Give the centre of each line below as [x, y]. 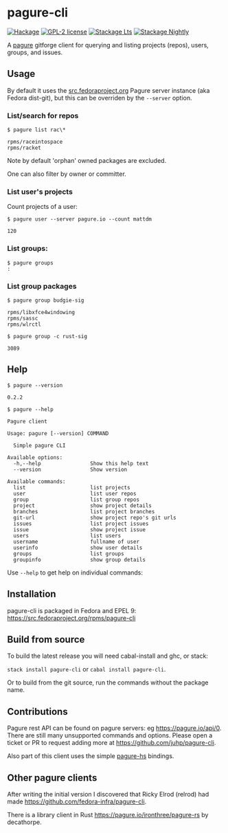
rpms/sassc [23, 318]
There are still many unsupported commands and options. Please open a [110, 735]
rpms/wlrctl [24, 324]
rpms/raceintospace [35, 142]
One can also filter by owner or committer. [67, 174]
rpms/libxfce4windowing [41, 312]
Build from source [46, 640]
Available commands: [37, 481]
